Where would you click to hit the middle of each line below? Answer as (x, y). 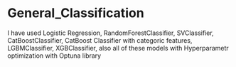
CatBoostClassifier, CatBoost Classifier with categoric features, (100, 40)
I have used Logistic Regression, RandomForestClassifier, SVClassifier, (111, 33)
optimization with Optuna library (54, 56)
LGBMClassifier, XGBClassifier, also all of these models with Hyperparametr (118, 48)
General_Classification (76, 13)
